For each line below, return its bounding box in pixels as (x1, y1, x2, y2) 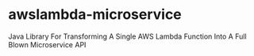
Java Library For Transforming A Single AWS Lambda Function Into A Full (8, 32, 248, 41)
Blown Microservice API (8, 39, 87, 49)
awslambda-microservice (8, 6, 183, 24)
